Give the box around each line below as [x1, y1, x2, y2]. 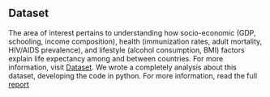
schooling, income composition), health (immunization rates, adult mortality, [8, 36, 263, 46]
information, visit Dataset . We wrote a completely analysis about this [8, 62, 237, 72]
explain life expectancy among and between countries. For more [8, 53, 224, 63]
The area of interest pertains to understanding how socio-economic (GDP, [8, 27, 256, 37]
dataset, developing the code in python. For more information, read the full [8, 70, 258, 80]
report [8, 79, 30, 89]
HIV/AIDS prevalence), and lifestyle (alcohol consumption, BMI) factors [8, 44, 245, 55]
